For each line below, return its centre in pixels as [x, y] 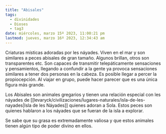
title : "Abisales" [24, 10]
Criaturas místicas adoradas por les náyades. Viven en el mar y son [75, 52]
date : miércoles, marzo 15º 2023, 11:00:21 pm [55, 33]
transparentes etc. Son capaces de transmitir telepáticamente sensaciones [83, 63]
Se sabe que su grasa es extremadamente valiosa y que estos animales [79, 120]
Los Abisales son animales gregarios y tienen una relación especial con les [83, 95]
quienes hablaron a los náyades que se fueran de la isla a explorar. [74, 110]
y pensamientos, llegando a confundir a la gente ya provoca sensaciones [81, 68]
